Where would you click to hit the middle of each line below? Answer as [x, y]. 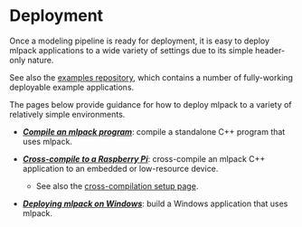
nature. [40, 60]
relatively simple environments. [67, 114]
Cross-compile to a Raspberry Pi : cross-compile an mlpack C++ [144, 158]
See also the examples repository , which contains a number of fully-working [151, 77]
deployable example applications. [72, 87]
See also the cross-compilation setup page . [117, 185]
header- [270, 50]
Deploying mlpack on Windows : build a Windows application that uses [155, 203]
